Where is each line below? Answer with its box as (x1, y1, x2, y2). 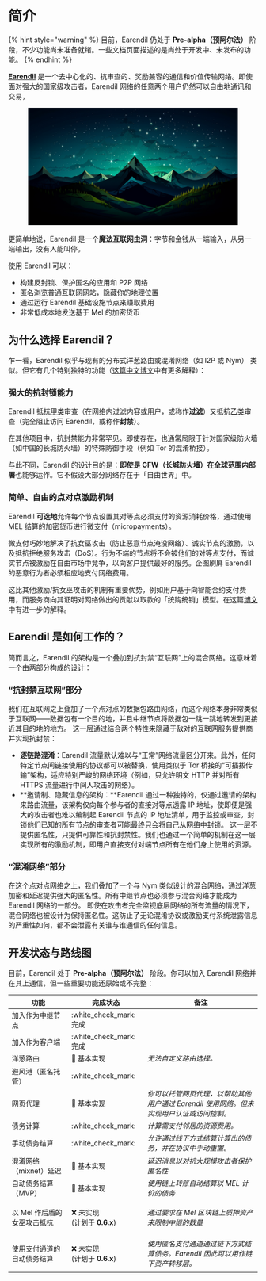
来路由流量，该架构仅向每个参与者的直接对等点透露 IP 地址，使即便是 (19, 800, 245, 809)
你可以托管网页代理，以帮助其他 (146, 1088, 252, 1098)
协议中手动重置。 (174, 1143, 231, 1153)
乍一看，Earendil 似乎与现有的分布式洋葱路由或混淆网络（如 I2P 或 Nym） (8, 356, 249, 365)
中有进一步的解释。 (8, 604, 71, 614)
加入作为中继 (11, 1010, 54, 1019)
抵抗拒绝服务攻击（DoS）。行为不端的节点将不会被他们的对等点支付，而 (14, 548, 248, 557)
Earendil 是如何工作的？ (8, 630, 125, 644)
